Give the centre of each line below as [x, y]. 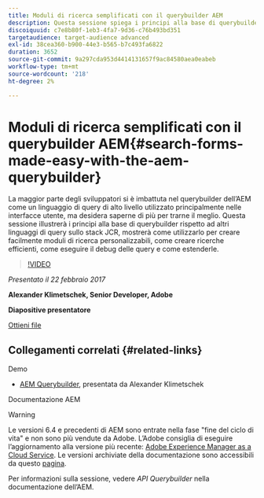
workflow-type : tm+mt [44, 67]
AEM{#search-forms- [170, 144]
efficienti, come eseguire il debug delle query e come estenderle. [114, 249]
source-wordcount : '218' [49, 74]
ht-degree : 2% [31, 81]
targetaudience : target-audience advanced [79, 37]
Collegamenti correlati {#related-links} [105, 350]
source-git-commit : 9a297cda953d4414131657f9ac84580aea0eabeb [112, 60]
